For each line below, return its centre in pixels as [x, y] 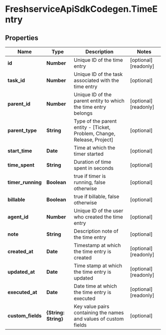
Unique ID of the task [98, 74]
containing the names [99, 313]
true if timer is [90, 176]
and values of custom [99, 319]
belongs [83, 113]
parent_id [19, 104]
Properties [22, 38]
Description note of [96, 231]
